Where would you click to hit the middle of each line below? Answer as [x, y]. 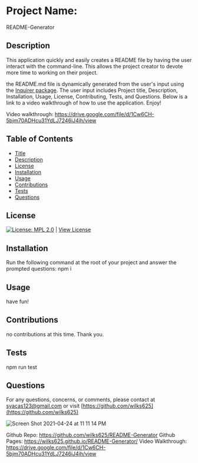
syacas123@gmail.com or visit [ [45, 406]
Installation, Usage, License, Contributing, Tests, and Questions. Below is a [97, 96]
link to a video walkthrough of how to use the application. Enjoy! [84, 103]
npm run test [22, 367]
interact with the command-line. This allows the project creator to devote [95, 66]
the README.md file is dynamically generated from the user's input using [95, 84]
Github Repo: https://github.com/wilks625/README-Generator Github [91, 435]
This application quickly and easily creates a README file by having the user [99, 60]
